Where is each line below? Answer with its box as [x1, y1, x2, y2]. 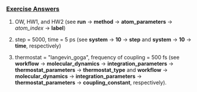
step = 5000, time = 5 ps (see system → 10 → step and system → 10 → [14, 36, 192, 43]
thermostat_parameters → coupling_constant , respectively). [14, 79, 167, 86]
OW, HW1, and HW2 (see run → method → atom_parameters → [14, 18, 173, 26]
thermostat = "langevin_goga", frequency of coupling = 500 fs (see [14, 54, 180, 61]
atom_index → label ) [14, 24, 66, 31]
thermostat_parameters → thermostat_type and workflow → [14, 66, 168, 74]
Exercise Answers [6, 5, 60, 13]
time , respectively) [14, 42, 61, 49]
